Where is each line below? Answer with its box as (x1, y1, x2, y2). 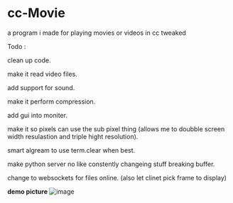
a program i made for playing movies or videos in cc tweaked (7, 28, 187, 37)
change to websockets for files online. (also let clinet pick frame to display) (7, 173, 227, 182)
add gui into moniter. (7, 111, 67, 119)
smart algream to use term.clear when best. (7, 146, 136, 154)
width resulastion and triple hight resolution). (7, 132, 139, 141)
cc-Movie (7, 5, 65, 21)
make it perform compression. (7, 97, 96, 106)
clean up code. (7, 55, 51, 65)
